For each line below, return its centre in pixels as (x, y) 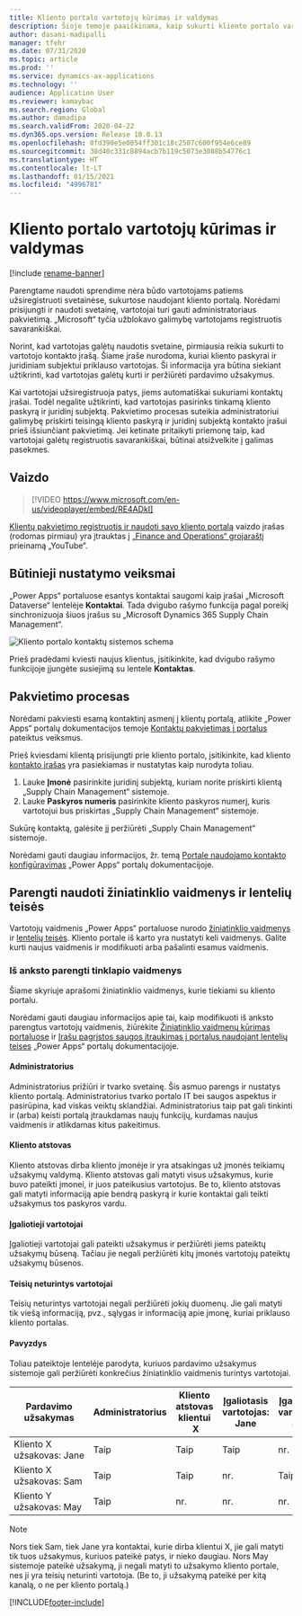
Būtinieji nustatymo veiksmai (93, 574)
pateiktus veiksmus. (46, 737)
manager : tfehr (38, 43)
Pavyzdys (28, 1344)
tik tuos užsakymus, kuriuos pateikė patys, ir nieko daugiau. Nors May (139, 1556)
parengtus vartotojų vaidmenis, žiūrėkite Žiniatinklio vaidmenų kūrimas (140, 1026)
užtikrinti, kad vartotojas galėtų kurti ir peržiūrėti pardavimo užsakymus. (142, 375)
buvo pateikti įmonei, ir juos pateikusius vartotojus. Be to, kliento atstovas (145, 1185)
